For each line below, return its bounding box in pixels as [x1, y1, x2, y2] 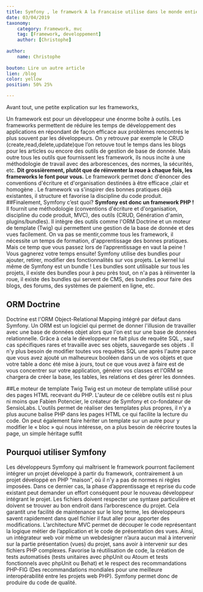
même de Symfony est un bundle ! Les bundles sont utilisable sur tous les [6, 263, 190, 270]
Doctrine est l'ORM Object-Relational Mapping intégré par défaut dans [6, 315, 181, 323]
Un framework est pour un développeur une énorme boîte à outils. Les [6, 115, 181, 123]
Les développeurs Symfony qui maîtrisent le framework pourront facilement [6, 463, 195, 471]
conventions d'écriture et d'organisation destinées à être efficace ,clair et [6, 179, 189, 186]
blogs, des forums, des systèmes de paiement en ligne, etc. [6, 282, 155, 289]
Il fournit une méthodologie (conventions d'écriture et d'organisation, [6, 205, 178, 212]
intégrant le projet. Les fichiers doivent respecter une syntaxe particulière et [6, 495, 196, 503]
